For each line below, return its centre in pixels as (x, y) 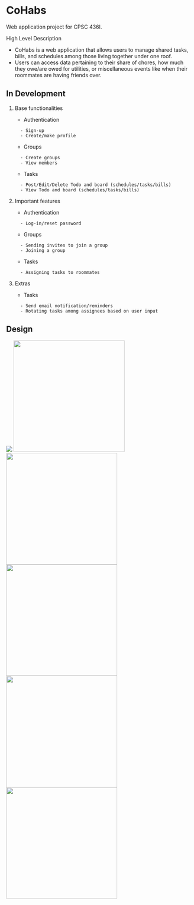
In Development (36, 94)
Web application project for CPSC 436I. (54, 27)
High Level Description (34, 38)
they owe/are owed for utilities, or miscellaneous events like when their (101, 68)
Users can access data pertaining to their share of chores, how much (99, 62)
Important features (37, 201)
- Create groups (40, 157)
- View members (39, 163)
